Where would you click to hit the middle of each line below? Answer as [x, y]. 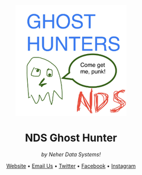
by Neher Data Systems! [71, 154]
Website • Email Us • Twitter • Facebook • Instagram [71, 166]
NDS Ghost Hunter [71, 138]
